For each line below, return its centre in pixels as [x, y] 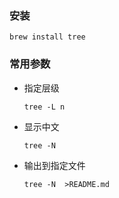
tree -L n [44, 107]
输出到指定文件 [54, 165]
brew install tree [47, 37]
